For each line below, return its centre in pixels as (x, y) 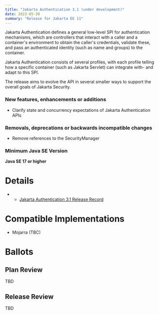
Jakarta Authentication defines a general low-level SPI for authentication (78, 32)
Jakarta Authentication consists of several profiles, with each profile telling (79, 62)
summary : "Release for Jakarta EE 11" (44, 18)
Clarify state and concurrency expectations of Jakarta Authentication (81, 110)
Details (19, 181)
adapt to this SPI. (22, 73)
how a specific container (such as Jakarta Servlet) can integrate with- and (79, 67)
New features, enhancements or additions (56, 100)
